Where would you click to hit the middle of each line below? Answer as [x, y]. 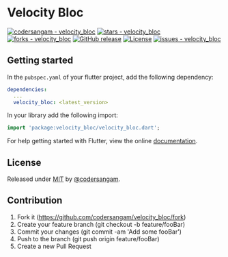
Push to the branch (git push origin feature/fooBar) [88, 238]
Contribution [35, 200]
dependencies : [27, 89]
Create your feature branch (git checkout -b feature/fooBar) [101, 224]
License [24, 162]
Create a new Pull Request [54, 246]
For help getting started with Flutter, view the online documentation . [102, 141]
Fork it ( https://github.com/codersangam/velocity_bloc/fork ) [101, 217]
